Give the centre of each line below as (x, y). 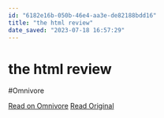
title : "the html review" (50, 23)
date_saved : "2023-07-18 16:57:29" (67, 30)
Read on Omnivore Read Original (61, 106)
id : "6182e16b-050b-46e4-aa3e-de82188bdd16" (82, 15)
